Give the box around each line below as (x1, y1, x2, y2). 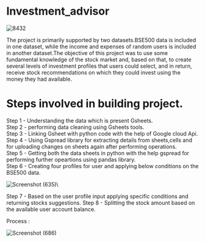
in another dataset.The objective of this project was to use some (6, 49, 168, 56)
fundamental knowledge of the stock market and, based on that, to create (6, 56, 192, 63)
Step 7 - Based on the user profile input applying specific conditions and (6, 193, 189, 200)
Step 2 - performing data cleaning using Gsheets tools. (6, 123, 145, 131)
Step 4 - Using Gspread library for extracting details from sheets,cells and (6, 136, 192, 144)
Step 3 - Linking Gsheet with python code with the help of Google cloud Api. (6, 130, 198, 137)
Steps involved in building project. (6, 97, 183, 111)
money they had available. (6, 75, 72, 82)
